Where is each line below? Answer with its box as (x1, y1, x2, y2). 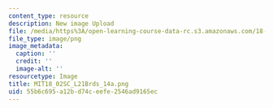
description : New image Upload (8, 19, 115, 28)
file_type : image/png (8, 34, 82, 43)
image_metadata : (8, 42, 63, 50)
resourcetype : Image (8, 72, 79, 80)
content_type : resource (8, 11, 89, 20)
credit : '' (15, 58, 53, 66)
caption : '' (15, 50, 57, 58)
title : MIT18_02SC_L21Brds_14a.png (8, 80, 129, 88)
